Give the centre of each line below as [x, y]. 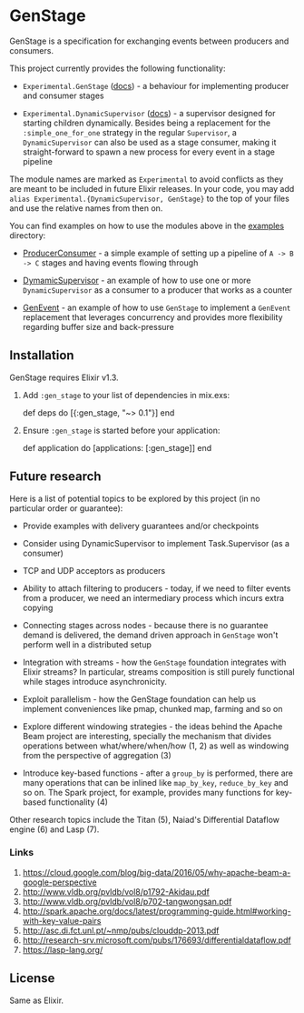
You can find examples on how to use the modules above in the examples [147, 226]
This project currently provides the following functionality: [118, 68]
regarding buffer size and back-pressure [98, 326]
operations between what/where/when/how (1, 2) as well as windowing [156, 746]
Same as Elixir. [37, 1000]
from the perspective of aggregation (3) [97, 755]
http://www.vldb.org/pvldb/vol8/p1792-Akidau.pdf [116, 891]
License [32, 978]
